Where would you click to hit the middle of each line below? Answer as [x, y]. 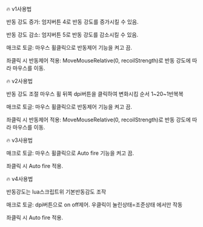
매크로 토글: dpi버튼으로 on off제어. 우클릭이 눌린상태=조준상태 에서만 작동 [95, 205]
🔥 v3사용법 [20, 140]
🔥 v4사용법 [20, 179]
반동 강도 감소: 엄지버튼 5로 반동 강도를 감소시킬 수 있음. [72, 35]
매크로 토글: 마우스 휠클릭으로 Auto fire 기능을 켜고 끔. [70, 153]
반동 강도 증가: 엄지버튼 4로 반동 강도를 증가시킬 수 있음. [72, 22]
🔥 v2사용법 [20, 81]
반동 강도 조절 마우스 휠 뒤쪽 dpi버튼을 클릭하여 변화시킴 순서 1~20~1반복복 [95, 94]
